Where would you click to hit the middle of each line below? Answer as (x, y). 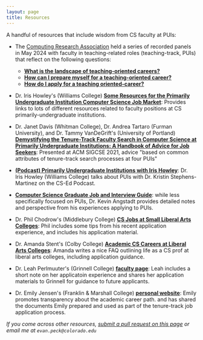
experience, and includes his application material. (77, 232)
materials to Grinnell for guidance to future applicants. (82, 281)
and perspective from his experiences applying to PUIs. (84, 207)
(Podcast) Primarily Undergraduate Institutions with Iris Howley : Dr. (101, 170)
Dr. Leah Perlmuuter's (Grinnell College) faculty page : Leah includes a (103, 268)
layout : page (23, 12)
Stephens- (183, 176)
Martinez (26, 183)
